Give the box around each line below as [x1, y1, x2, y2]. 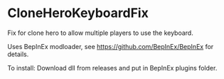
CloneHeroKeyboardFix [7, 5, 149, 21]
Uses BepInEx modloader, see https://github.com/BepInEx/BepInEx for [7, 42, 214, 51]
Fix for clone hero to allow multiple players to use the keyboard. [7, 28, 193, 37]
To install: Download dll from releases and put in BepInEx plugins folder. [7, 63, 218, 72]
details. [7, 50, 29, 58]
